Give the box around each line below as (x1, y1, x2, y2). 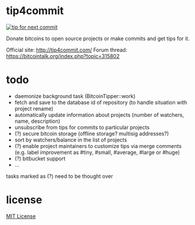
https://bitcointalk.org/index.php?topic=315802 (6, 52, 120, 59)
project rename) (14, 105, 54, 112)
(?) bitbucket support (14, 155, 66, 162)
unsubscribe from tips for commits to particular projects (14, 123, 150, 130)
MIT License (6, 213, 36, 220)
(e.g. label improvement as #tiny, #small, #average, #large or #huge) (14, 149, 180, 156)
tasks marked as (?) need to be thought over (6, 172, 113, 180)
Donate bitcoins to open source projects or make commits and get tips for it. (6, 35, 190, 42)
